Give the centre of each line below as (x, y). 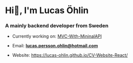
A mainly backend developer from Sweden (57, 26)
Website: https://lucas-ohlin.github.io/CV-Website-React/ (70, 55)
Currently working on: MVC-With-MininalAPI (57, 36)
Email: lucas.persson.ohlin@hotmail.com (55, 46)
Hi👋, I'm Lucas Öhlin (47, 10)
